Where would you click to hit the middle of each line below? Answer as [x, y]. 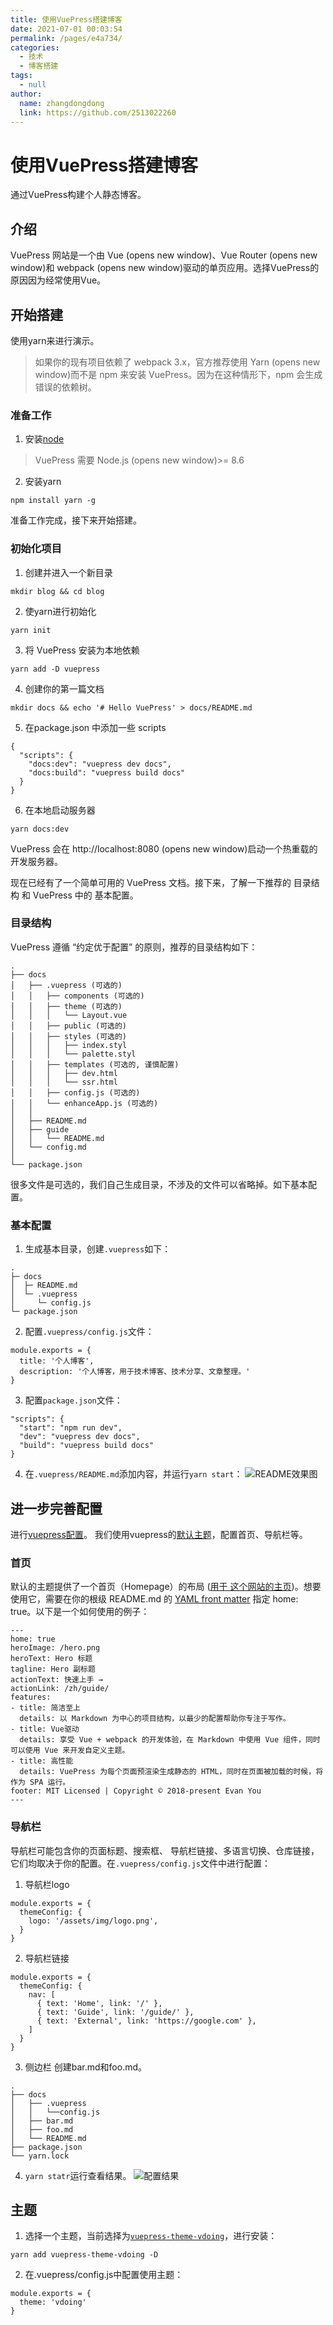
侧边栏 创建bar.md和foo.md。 [85, 2067]
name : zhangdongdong [62, 103]
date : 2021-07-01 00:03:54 [66, 29]
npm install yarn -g [53, 501]
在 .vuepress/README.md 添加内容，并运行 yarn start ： [133, 1474]
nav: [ [42, 1994]
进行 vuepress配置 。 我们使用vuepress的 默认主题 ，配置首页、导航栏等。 [159, 1534]
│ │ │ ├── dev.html [64, 1073]
